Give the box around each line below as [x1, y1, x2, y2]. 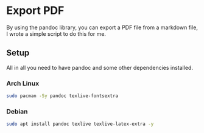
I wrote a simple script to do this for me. [6, 30, 107, 37]
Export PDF [6, 4, 65, 18]
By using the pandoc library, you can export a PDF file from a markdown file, [6, 24, 198, 31]
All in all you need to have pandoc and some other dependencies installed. [6, 64, 194, 71]
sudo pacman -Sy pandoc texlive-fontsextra [6, 93, 119, 99]
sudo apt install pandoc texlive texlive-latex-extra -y [6, 121, 154, 128]
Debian [6, 107, 28, 115]
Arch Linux [6, 79, 40, 87]
